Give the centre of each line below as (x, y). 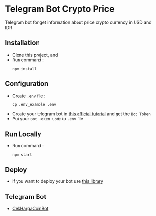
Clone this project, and (35, 55)
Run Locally (23, 134)
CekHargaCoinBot (30, 208)
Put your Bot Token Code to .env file (48, 118)
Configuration (27, 84)
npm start (22, 155)
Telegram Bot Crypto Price (60, 9)
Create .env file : (29, 96)
